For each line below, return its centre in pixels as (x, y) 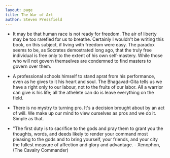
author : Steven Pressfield (34, 19)
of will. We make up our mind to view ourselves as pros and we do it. (84, 113)
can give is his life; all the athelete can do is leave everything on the (83, 93)
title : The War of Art (29, 15)
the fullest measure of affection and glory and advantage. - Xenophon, (87, 145)
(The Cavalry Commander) (40, 150)
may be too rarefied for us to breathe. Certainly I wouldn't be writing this (88, 39)
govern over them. (32, 66)
